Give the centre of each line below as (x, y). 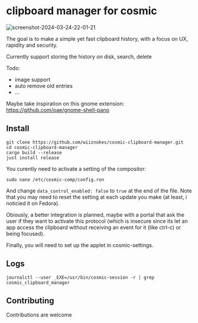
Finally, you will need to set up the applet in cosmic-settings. (80, 245)
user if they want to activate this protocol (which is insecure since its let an (97, 221)
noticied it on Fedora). (33, 203)
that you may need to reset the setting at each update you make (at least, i (97, 197)
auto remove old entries (43, 86)
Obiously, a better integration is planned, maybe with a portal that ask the (95, 215)
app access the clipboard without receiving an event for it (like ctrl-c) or (94, 227)
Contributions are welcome (39, 315)
